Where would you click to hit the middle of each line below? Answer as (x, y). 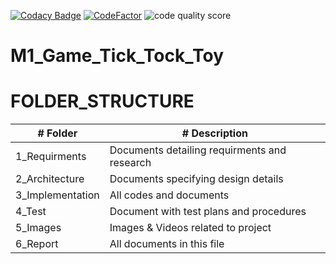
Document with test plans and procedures (208, 212)
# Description (214, 133)
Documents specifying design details (196, 179)
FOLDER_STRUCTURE (102, 101)
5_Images (38, 228)
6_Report (37, 244)
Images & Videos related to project (190, 228)
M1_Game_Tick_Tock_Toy (117, 56)
